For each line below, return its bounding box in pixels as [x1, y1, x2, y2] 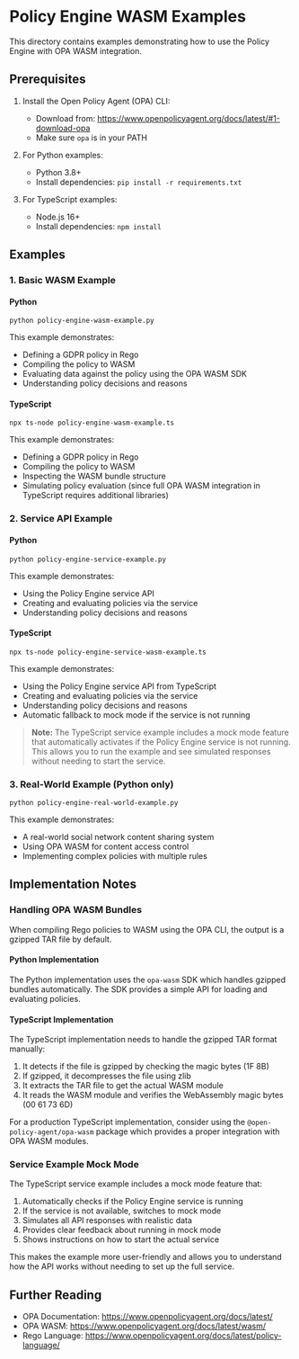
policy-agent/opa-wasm [9, 1128, 94, 1137]
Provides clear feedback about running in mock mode [22, 1225, 222, 1236]
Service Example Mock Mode [9, 1158, 139, 1171]
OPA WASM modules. [9, 1136, 89, 1147]
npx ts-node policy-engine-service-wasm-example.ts [9, 648, 207, 657]
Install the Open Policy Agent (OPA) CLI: [22, 95, 171, 106]
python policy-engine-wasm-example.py [9, 317, 154, 326]
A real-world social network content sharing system [22, 832, 215, 843]
